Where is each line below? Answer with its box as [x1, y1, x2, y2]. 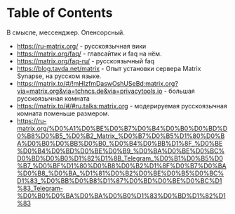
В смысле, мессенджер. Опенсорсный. [6, 28, 126, 37]
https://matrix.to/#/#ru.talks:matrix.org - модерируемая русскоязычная [16, 101, 227, 110]
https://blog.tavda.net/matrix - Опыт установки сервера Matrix [16, 64, 201, 73]
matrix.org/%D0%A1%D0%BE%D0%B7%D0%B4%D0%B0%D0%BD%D [16, 124, 228, 132]
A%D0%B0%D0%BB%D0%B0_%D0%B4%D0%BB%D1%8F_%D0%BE [16, 139, 223, 147]
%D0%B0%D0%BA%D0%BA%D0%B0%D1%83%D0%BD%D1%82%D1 [16, 191, 226, 200]
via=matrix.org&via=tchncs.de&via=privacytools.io [16, 87, 163, 95]
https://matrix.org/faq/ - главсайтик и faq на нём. [16, 49, 162, 58]
